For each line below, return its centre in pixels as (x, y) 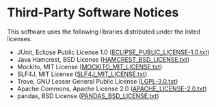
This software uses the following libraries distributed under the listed (104, 32)
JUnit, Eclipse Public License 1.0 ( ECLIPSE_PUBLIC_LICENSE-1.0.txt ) (113, 52)
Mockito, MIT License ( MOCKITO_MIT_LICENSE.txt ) (90, 67)
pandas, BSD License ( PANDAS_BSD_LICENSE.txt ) (88, 96)
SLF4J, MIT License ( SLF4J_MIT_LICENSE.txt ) (82, 74)
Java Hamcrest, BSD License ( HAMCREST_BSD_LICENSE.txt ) (103, 59)
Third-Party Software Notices (93, 13)
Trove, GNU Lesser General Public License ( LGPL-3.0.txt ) (97, 81)
